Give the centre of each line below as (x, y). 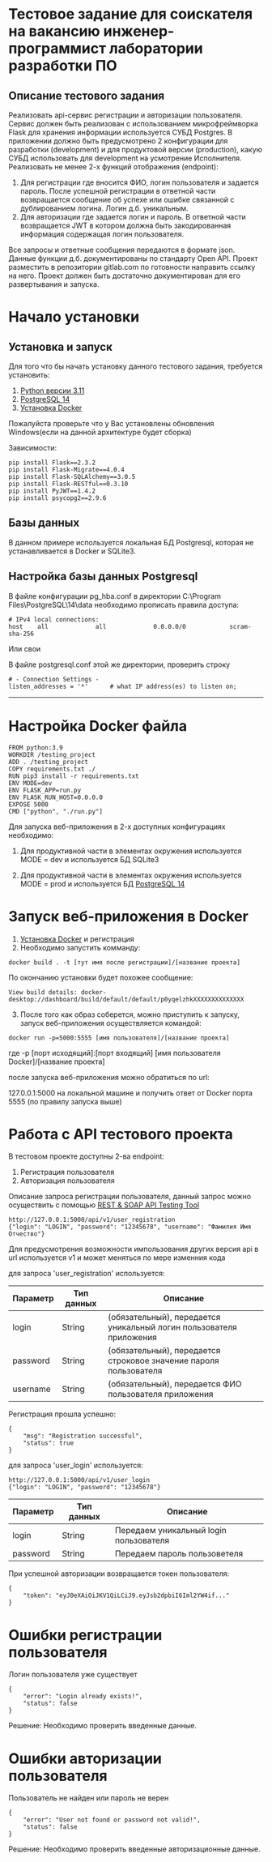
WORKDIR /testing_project (52, 754)
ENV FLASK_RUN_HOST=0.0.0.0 (56, 797)
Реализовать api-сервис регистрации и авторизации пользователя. (125, 115)
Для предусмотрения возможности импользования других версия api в (134, 1249)
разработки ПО (63, 66)
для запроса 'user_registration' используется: (87, 1274)
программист (57, 49)
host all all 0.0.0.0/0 (97, 626)
